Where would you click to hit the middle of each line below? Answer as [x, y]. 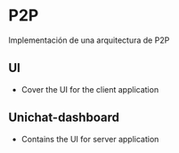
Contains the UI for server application [90, 139]
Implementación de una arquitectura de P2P [89, 40]
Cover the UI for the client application [90, 89]
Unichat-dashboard [64, 118]
